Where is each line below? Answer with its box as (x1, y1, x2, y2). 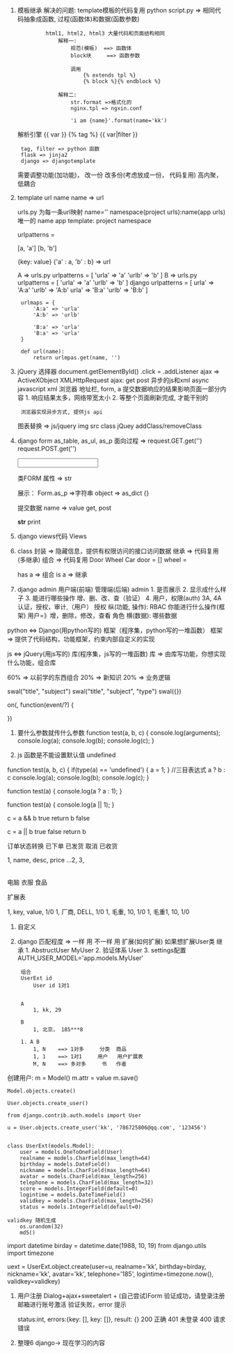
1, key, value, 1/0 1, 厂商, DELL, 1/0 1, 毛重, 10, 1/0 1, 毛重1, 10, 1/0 (7, 908, 190, 915)
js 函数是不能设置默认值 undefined (17, 751, 116, 759)
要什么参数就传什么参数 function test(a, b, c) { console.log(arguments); (17, 729, 221, 737)
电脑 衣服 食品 (7, 878, 47, 886)
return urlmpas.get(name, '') (33, 354, 121, 361)
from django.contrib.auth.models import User (7, 1112, 141, 1119)
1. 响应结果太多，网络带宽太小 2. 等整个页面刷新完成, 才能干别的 (25, 393, 209, 402)
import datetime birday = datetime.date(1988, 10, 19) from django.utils (7, 1242, 207, 1249)
